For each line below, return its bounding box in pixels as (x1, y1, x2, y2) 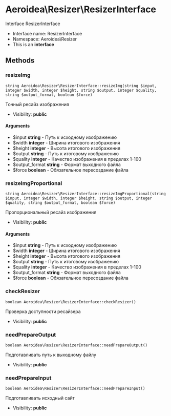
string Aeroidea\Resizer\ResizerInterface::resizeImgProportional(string (5, 191, 166, 197)
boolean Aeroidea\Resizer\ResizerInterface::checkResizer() (5, 299, 137, 304)
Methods (5, 56, 35, 65)
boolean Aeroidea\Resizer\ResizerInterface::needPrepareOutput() (5, 342, 147, 348)
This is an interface (12, 41, 55, 47)
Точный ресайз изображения (5, 101, 69, 107)
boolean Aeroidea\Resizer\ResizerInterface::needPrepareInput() (5, 386, 145, 391)
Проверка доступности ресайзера (5, 308, 81, 315)
